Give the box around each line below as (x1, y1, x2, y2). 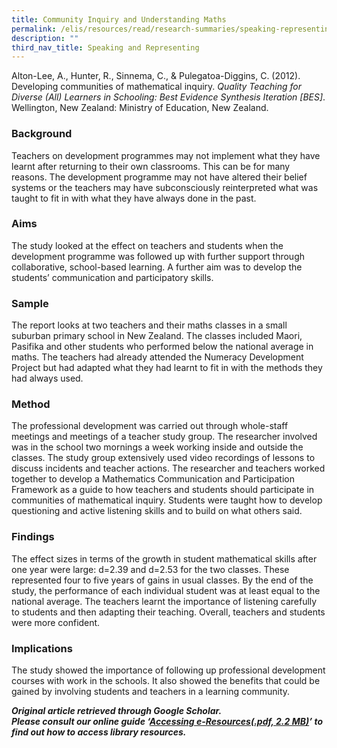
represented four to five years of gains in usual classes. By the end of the (11, 574, 314, 586)
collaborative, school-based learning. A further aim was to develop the (11, 261, 303, 273)
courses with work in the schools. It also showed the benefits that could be (11, 675, 321, 687)
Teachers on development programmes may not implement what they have (11, 149, 321, 161)
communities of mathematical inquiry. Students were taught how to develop (11, 494, 323, 506)
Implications (11, 641, 73, 655)
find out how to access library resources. (11, 726, 187, 738)
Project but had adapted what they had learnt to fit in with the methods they (11, 362, 323, 374)
